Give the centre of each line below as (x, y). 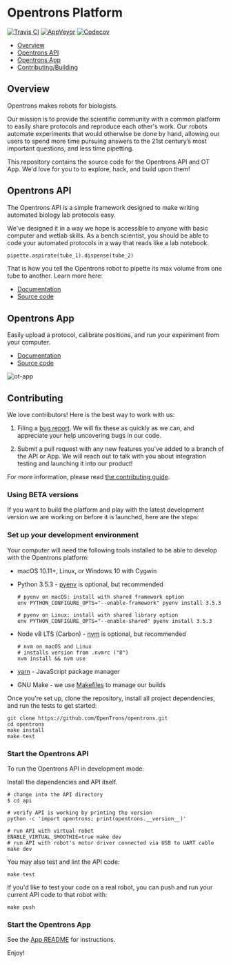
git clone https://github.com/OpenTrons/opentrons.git (88, 718)
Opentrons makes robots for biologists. (63, 106)
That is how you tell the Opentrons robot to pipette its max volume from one (115, 269)
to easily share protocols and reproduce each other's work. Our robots (108, 126)
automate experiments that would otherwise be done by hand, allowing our (113, 133)
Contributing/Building (47, 67)
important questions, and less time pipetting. (71, 148)
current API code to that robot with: (57, 894)
